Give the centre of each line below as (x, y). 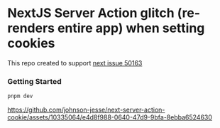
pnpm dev (20, 96)
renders (31, 28)
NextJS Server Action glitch (91, 13)
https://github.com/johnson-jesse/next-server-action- (86, 110)
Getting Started (34, 81)
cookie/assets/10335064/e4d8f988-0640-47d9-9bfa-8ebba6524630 (110, 117)
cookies (31, 43)
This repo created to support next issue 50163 (75, 63)
